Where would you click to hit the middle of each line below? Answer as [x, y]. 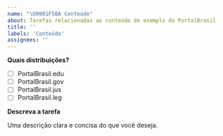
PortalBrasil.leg [40, 98]
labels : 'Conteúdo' [36, 33]
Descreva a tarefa [34, 112]
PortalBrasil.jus [39, 89]
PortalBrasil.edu [41, 74]
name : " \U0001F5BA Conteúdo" [50, 14]
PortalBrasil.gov [41, 82]
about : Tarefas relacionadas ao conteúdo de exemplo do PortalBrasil [112, 20]
